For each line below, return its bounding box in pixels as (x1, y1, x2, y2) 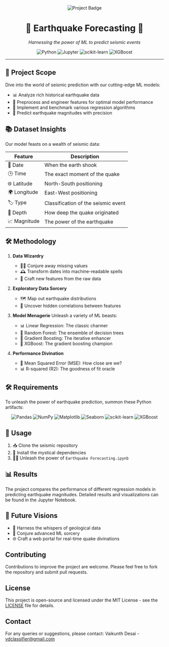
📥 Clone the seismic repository (12, 442, 78, 448)
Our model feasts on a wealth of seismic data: (5, 141, 101, 147)
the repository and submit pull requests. (5, 569, 88, 575)
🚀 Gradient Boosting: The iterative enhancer (20, 335, 111, 341)
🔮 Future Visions (5, 511, 58, 520)
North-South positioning (44, 180, 103, 187)
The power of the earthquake (44, 218, 114, 225)
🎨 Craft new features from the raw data (20, 276, 102, 282)
